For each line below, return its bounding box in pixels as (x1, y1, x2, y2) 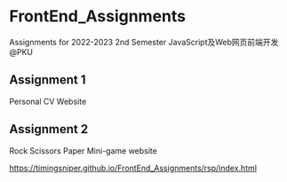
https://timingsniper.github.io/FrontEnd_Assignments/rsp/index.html (9, 162, 258, 173)
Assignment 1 (9, 73, 86, 88)
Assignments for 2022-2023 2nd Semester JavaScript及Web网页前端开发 (9, 36, 279, 47)
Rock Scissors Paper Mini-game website (9, 145, 157, 156)
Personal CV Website (9, 96, 87, 107)
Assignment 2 (9, 122, 89, 137)
